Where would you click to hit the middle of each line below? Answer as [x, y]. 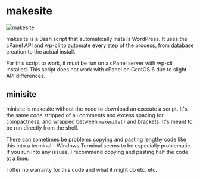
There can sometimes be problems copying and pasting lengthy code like [96, 139]
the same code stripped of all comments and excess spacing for [85, 115]
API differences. [26, 76]
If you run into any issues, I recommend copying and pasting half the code [97, 152]
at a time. [18, 158]
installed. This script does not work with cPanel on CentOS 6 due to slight [96, 69]
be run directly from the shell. [42, 128]
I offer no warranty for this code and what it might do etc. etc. [82, 169]
